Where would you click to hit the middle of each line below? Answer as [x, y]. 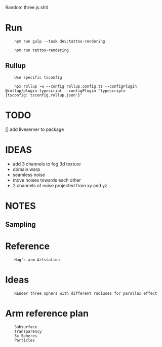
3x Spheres [26, 336]
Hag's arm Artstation [37, 260]
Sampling [21, 224]
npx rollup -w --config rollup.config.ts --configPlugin [76, 86]
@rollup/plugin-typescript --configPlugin [51, 91]
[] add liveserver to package [35, 129]
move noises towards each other [47, 180]
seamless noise [29, 175]
